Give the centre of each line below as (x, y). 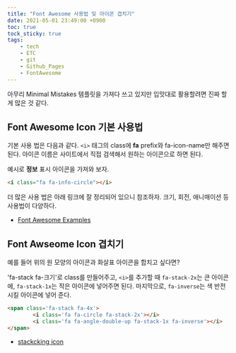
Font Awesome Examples (54, 220)
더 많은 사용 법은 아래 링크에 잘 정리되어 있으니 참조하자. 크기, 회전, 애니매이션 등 (118, 197)
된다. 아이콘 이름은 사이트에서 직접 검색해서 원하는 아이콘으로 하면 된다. (105, 154)
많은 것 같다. (32, 102)
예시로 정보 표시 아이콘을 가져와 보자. (58, 169)
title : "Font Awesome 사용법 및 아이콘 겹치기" (71, 14)
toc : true (22, 27)
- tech (30, 47)
